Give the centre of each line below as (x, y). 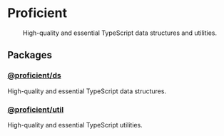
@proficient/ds (35, 75)
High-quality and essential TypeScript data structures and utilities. (120, 33)
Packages (30, 55)
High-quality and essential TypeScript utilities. (75, 125)
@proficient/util (36, 110)
